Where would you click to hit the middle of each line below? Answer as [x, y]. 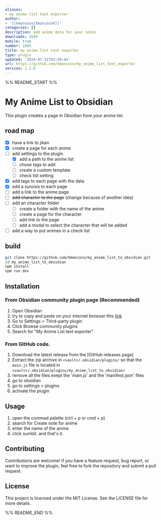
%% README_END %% [29, 513]
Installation [22, 286]
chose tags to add [37, 164]
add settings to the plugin [38, 154]
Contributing [25, 449]
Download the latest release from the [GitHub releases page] [73, 355]
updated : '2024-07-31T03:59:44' [38, 59]
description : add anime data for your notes [51, 32]
